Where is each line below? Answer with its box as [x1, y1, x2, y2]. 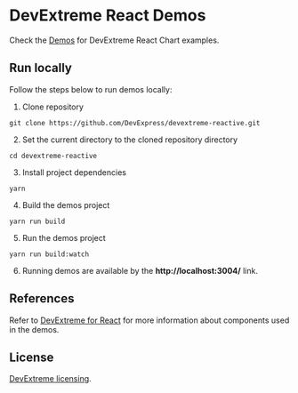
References [9, 291, 75, 307]
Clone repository [21, 101, 85, 112]
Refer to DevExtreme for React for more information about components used [9, 315, 290, 325]
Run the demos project [21, 232, 107, 243]
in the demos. [9, 324, 60, 334]
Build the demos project [21, 199, 110, 210]
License [9, 349, 54, 365]
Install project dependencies [21, 166, 127, 178]
